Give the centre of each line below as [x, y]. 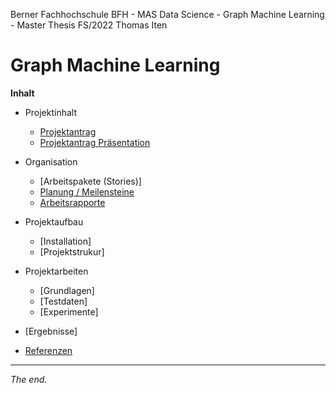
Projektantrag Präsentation [95, 142]
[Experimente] [69, 311]
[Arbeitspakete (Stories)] [90, 181]
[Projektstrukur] [72, 251]
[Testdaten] [63, 301]
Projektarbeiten [56, 271]
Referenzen [48, 350]
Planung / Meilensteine [87, 191]
